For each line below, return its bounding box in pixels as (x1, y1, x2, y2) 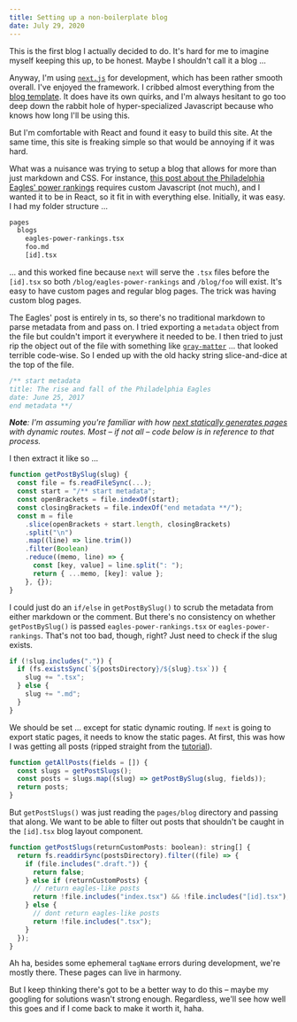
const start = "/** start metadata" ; (17, 487, 156, 496)
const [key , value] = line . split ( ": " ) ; (32, 561, 184, 570)
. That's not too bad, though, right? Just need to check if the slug (41, 630, 278, 641)
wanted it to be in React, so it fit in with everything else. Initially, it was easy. (9, 191, 286, 202)
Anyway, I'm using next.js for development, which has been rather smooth (9, 72, 283, 82)
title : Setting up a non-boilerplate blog (9, 12, 168, 22)
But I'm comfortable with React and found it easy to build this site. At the (9, 127, 273, 137)
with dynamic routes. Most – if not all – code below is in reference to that (9, 426, 275, 437)
